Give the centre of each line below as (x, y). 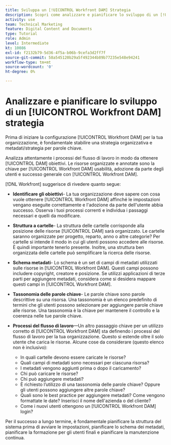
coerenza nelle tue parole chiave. (48, 316)
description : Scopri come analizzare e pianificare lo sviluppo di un (82, 15)
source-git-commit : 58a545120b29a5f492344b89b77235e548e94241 (73, 57)
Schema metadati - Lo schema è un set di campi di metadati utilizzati (85, 262)
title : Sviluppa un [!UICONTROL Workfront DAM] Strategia (68, 10)
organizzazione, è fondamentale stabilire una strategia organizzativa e (79, 142)
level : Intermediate (27, 43)
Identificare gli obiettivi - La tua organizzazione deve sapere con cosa (86, 194)
